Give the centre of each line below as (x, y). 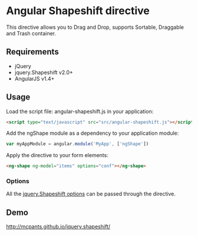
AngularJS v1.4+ (34, 78)
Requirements (32, 52)
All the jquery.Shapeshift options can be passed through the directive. (91, 194)
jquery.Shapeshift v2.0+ (44, 72)
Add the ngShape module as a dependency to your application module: (93, 133)
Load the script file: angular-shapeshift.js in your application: (80, 111)
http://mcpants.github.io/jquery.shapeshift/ (58, 227)
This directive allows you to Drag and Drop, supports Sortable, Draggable (95, 27)
